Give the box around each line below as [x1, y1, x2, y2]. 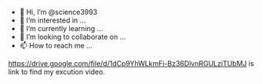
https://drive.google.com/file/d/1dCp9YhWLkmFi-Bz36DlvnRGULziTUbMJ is [8, 59, 255, 68]
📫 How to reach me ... [19, 41, 93, 50]
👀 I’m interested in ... [19, 16, 86, 25]
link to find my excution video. [8, 67, 106, 76]
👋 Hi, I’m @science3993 [19, 8, 98, 16]
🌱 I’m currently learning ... [19, 24, 104, 33]
